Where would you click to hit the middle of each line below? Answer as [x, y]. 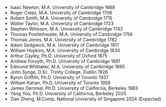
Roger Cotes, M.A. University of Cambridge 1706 [61, 13]
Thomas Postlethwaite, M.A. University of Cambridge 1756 [71, 34]
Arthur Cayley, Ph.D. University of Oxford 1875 [59, 56]
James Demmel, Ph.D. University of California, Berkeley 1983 [74, 88]
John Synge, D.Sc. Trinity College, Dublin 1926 [59, 72]
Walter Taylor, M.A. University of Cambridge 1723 [62, 23]
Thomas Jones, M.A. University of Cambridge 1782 [64, 40]
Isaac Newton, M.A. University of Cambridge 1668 [63, 7]
